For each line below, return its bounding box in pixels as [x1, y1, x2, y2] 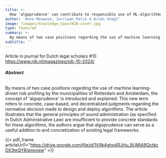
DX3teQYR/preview [5, 147, 44, 153]
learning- [132, 85, 151, 91]
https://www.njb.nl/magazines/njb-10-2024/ [5, 58, 95, 64]
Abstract [5, 70, 24, 76]
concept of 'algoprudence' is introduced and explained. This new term [5, 95, 149, 102]
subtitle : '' [5, 40, 32, 45]
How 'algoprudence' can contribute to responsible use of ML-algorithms [9, 12, 163, 17]
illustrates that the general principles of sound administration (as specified [5, 111, 157, 117]
